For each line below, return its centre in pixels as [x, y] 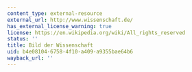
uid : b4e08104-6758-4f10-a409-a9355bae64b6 [70, 52]
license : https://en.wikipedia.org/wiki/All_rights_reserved [96, 33]
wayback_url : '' [30, 58]
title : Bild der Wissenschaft [50, 45]
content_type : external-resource [55, 13]
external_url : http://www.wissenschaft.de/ [70, 20]
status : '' [23, 39]
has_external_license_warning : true [59, 26]
